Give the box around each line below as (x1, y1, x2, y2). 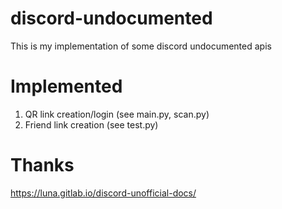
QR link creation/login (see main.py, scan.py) (24, 108, 210, 120)
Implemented (10, 75, 123, 98)
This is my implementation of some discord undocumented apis (10, 40, 272, 52)
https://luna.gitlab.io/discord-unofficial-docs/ (10, 187, 197, 199)
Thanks (10, 154, 75, 177)
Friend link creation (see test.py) (24, 118, 159, 131)
